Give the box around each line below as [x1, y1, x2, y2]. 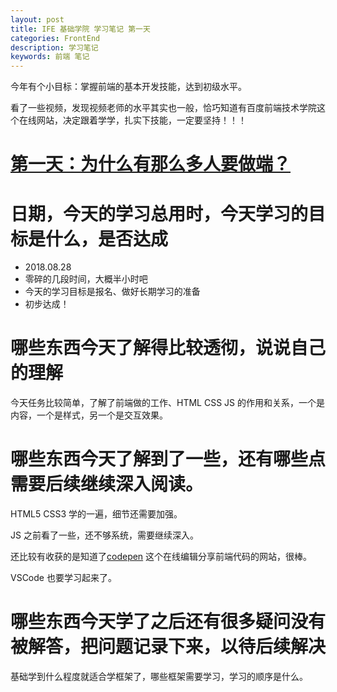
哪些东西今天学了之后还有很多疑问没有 [10, 611, 327, 633]
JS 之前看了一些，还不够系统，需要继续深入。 [10, 529, 199, 541]
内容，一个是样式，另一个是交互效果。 [10, 409, 168, 421]
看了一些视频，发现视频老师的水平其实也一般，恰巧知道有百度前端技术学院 [10, 102, 317, 114]
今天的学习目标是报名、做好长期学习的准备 [24, 286, 201, 298]
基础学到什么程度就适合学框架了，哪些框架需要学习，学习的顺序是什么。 [10, 671, 308, 683]
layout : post [10, 14, 65, 25]
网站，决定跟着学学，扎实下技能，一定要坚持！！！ [36, 114, 247, 126]
